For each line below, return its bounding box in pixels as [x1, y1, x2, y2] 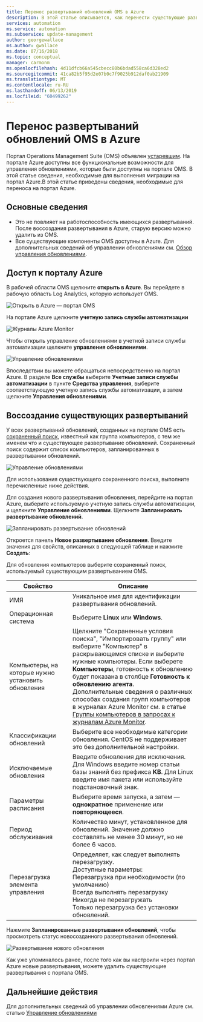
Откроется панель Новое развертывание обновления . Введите [6, 536, 172, 544]
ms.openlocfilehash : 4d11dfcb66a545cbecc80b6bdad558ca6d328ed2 [6, 65, 169, 71]
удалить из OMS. [14, 231, 59, 238]
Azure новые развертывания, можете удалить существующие [6, 963, 167, 970]
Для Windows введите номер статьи [72, 760, 180, 769]
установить [9, 676, 43, 685]
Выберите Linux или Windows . [72, 613, 163, 622]
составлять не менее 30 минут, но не [72, 833, 184, 842]
